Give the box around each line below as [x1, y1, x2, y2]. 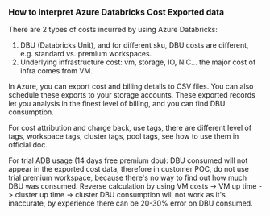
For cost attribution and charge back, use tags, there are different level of [8, 123, 252, 133]
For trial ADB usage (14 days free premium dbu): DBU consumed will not [8, 156, 248, 165]
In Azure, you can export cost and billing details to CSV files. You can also [8, 81, 254, 91]
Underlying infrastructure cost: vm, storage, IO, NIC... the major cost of [19, 57, 256, 67]
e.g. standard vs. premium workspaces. [19, 49, 152, 59]
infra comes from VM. [19, 66, 93, 76]
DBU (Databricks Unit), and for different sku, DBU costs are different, [19, 40, 249, 50]
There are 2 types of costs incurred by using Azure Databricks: [8, 25, 218, 35]
